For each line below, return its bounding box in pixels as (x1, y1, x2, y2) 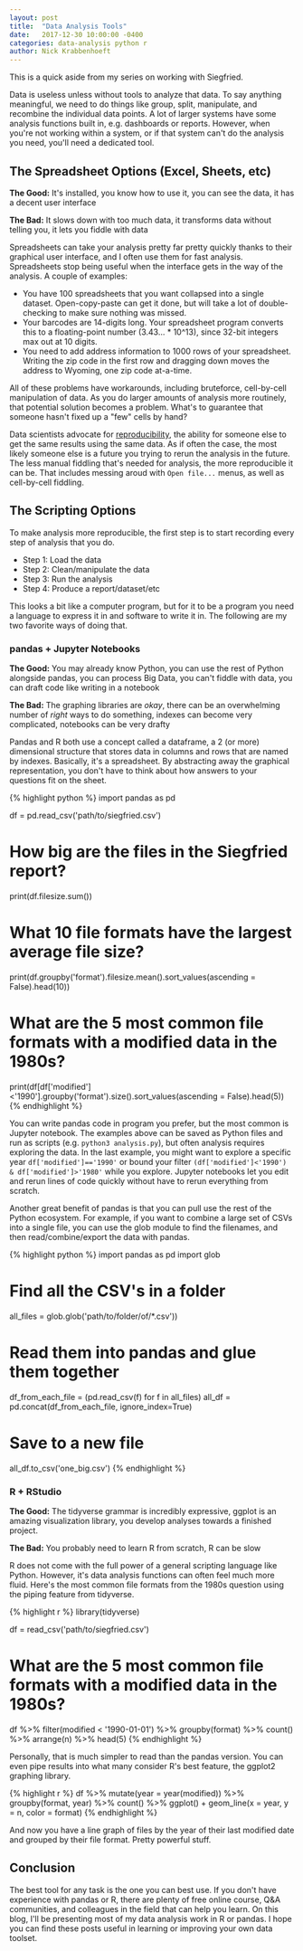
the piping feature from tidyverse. (9, 1588, 135, 1599)
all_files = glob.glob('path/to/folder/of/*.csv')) (9, 1311, 178, 1321)
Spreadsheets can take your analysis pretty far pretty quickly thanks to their (9, 242, 292, 252)
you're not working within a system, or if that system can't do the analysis (9, 128, 285, 138)
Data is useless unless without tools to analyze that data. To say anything (9, 90, 282, 100)
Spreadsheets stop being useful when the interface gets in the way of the (9, 260, 283, 271)
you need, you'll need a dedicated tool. (9, 137, 155, 148)
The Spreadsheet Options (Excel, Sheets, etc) (9, 164, 271, 179)
